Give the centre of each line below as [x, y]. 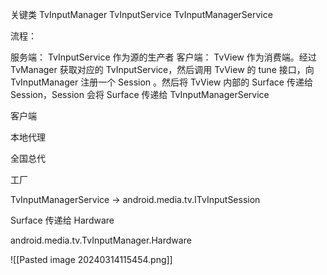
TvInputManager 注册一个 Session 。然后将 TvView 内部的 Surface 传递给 [161, 82]
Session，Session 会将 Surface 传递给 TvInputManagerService [140, 94]
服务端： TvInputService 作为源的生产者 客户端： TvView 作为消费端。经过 [163, 57]
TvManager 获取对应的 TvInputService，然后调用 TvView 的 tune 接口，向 [162, 69]
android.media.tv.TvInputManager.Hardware [101, 240]
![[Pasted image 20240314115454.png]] [91, 259]
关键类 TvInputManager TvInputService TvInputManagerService [141, 14]
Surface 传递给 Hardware [62, 220]
